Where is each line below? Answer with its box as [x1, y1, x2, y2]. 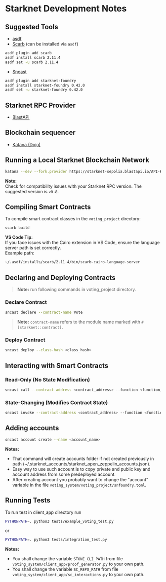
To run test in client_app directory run [5, 509, 82, 515]
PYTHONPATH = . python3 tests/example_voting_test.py [5, 519, 114, 524]
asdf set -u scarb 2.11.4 [5, 60, 58, 65]
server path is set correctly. [5, 245, 61, 251]
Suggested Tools [5, 23, 58, 31]
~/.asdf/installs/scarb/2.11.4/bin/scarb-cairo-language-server [5, 260, 140, 265]
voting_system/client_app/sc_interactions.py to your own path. [12, 572, 145, 578]
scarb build [5, 225, 30, 230]
